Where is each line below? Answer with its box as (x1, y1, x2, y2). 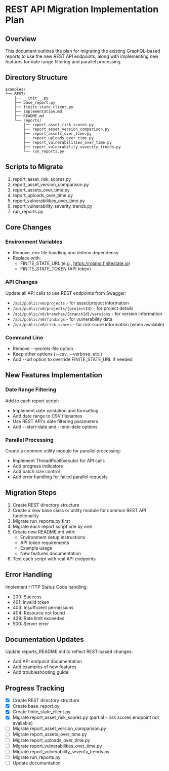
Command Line (5, 334, 44, 341)
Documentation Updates (5, 635, 85, 644)
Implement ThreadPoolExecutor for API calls (12, 457, 105, 464)
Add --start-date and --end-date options (12, 423, 98, 430)
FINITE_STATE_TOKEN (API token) (20, 266, 91, 272)
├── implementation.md (14, 109, 62, 114)
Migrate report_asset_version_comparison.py (12, 725, 106, 731)
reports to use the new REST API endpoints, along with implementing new (5, 53, 159, 59)
